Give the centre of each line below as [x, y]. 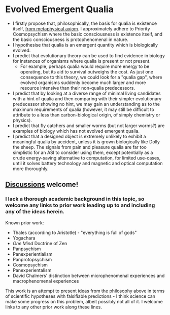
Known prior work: [25, 223]
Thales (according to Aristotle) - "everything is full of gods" [75, 232]
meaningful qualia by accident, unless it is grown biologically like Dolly [86, 142]
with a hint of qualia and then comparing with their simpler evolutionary [87, 99]
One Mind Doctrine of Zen [40, 243]
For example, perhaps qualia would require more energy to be [85, 66]
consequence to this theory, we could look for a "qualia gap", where [91, 77]
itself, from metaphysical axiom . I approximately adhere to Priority [81, 28]
